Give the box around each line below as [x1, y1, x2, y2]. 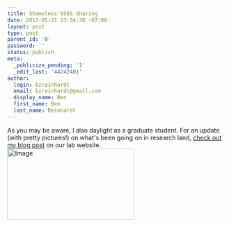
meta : [7, 56, 23, 62]
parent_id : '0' [7, 36, 52, 43]
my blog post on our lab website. [7, 140, 102, 149]
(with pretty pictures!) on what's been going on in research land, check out [7, 133, 222, 142]
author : [7, 74, 30, 82]
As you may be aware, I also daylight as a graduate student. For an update [7, 126, 220, 134]
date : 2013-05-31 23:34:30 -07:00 [7, 17, 108, 24]
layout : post [7, 23, 45, 30]
